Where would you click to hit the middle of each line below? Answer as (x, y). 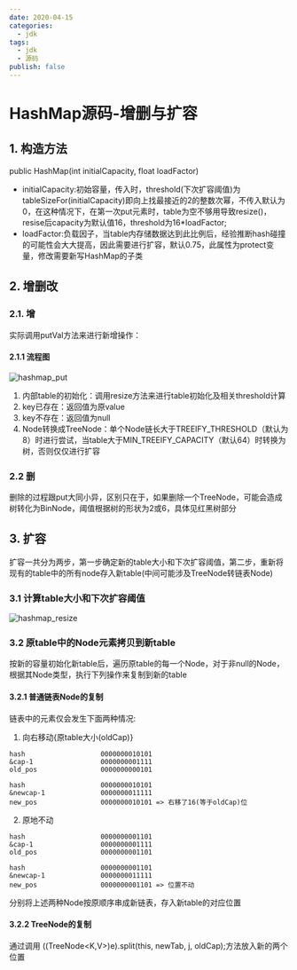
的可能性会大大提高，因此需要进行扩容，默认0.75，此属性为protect (144, 244)
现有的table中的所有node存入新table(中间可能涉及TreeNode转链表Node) (141, 572)
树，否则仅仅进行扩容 (61, 451)
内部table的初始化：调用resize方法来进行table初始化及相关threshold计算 (154, 395)
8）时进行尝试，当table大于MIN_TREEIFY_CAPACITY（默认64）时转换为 (154, 439)
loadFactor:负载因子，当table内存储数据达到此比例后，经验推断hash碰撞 (154, 233)
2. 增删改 (34, 286)
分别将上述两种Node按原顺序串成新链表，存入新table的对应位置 (125, 903)
